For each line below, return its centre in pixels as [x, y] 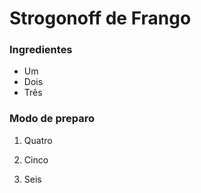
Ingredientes [41, 50]
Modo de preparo [52, 119]
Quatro [38, 140]
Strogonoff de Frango [100, 18]
